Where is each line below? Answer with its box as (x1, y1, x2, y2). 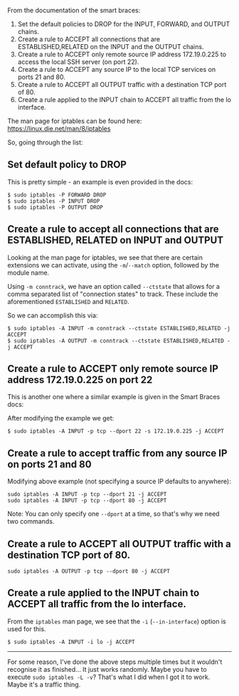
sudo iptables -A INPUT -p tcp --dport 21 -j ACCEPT (7, 491, 167, 498)
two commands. (7, 517, 55, 526)
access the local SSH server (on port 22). (17, 58, 139, 66)
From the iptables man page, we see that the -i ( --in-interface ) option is (7, 617, 226, 626)
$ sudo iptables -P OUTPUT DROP (7, 204, 103, 211)
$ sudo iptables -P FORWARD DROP (7, 191, 107, 199)
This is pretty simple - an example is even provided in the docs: (7, 177, 193, 186)
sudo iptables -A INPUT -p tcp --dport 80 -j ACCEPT (7, 497, 167, 505)
